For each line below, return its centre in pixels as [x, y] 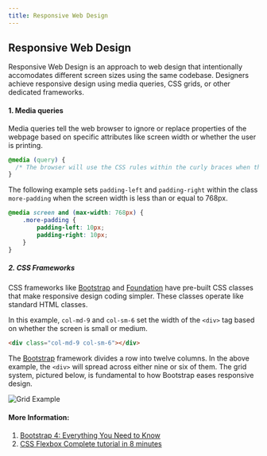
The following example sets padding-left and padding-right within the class [133, 190]
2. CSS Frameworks [42, 268]
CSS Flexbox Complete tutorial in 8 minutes [91, 443]
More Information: [39, 417]
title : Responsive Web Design [58, 16]
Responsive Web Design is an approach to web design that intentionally [126, 67]
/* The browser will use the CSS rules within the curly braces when [133, 167]
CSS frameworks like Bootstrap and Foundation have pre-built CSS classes [131, 288]
